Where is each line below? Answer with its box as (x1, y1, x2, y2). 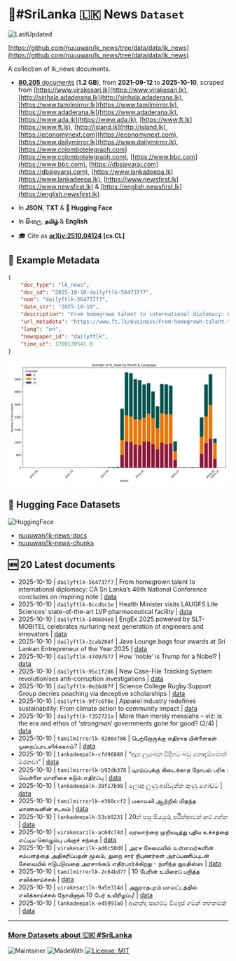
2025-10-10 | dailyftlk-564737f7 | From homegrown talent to (18, 578, 195, 586)
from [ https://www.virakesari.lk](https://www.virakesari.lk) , (18, 86, 188, 94)
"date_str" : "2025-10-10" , (20, 304, 99, 311)
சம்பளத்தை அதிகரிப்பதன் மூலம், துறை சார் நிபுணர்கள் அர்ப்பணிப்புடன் (18, 851, 209, 859)
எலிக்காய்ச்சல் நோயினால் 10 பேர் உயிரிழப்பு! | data (18, 890, 153, 899)
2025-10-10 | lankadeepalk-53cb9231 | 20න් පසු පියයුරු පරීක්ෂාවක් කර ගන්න (18, 812, 228, 821)
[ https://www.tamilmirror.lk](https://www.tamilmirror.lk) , (18, 100, 179, 109)
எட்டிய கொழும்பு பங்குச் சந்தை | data (18, 836, 117, 844)
